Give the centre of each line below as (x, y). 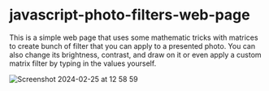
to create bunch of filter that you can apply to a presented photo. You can (132, 45)
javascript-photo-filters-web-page (130, 15)
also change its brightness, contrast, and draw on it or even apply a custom (136, 54)
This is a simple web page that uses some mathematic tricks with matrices (134, 37)
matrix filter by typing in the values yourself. (83, 63)
